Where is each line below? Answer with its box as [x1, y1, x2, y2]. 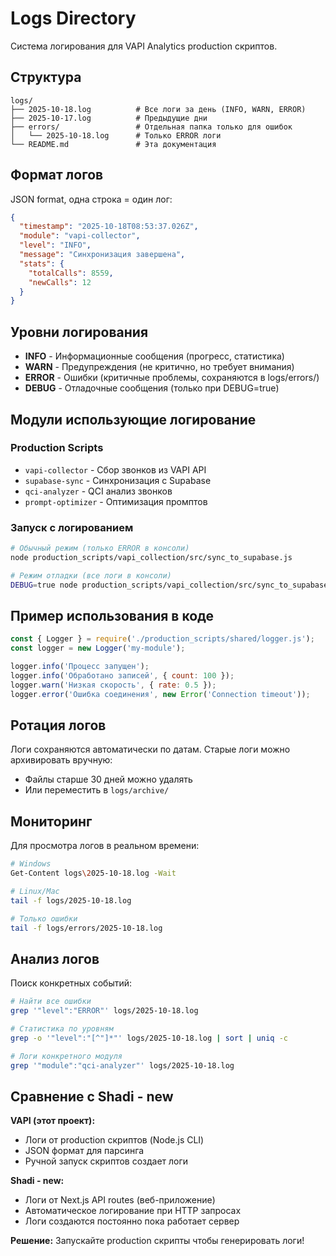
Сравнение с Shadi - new [10, 1088, 174, 1105]
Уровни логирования [10, 323, 149, 341]
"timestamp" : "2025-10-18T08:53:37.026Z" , [19, 222, 199, 232]
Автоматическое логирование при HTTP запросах [24, 1205, 242, 1217]
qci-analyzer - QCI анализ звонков [24, 485, 173, 497]
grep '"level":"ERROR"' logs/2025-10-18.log [10, 1006, 199, 1016]
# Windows [10, 859, 52, 869]
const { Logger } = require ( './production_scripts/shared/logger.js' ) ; [10, 634, 315, 644]
